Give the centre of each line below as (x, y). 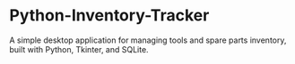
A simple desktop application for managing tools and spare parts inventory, (148, 40)
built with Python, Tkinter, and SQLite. (79, 49)
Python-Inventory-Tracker (109, 16)
